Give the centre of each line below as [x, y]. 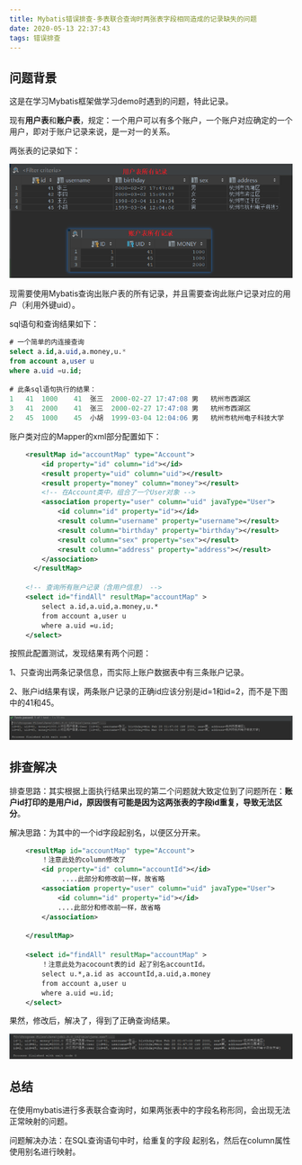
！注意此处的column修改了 [84, 860]
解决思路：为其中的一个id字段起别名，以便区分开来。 [107, 832]
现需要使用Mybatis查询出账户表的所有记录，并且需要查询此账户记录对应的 [146, 294]
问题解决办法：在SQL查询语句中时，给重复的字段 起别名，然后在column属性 [150, 1140]
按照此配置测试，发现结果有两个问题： [80, 654]
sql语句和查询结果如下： [54, 324]
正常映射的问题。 [41, 1121]
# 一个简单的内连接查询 [47, 342]
